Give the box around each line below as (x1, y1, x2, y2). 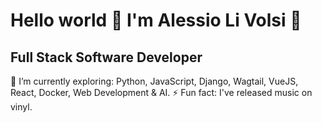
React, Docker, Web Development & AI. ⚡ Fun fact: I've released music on (10, 87, 313, 98)
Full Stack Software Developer (10, 49, 203, 66)
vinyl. (10, 101, 33, 113)
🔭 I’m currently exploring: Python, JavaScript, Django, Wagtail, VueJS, (10, 75, 299, 87)
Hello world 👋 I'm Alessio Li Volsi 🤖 (10, 9, 302, 32)
